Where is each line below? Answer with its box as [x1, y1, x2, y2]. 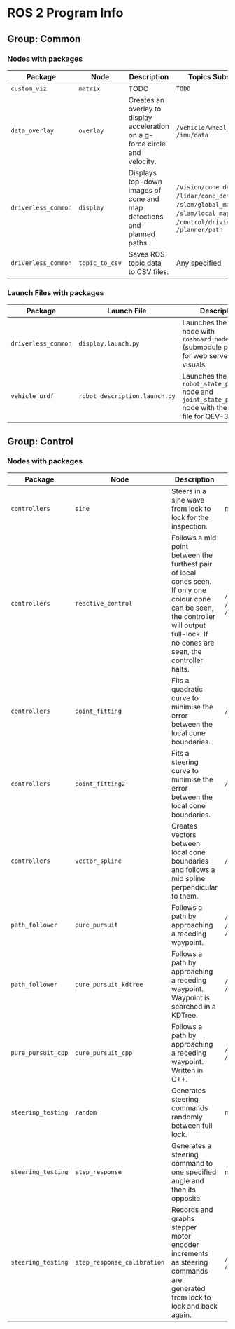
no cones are [171, 638, 215, 648]
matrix [78, 84, 101, 93]
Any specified [176, 258, 222, 268]
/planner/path [176, 226, 223, 233]
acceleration [128, 121, 170, 131]
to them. [171, 891, 199, 901]
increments [171, 1248, 208, 1258]
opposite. [171, 1193, 203, 1203]
